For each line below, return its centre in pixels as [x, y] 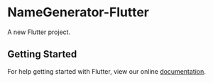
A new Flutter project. [39, 32]
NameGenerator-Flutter [78, 12]
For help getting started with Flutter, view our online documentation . [106, 71]
